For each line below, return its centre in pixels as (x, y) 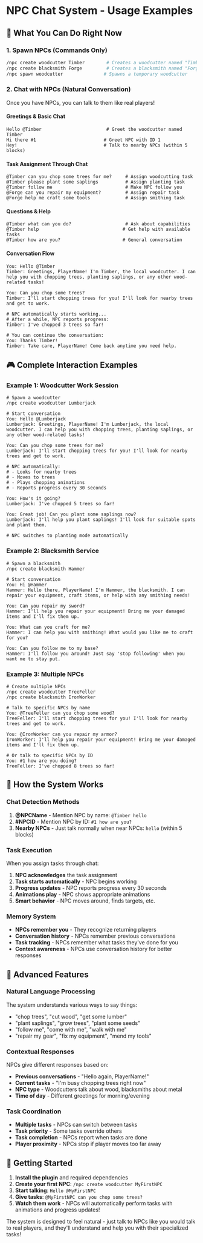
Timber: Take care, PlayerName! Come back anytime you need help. (92, 346)
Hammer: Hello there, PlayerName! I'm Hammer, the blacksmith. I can (96, 590)
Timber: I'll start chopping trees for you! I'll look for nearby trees (100, 298)
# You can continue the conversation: (55, 335)
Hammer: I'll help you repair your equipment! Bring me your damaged (96, 611)
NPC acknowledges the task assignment (66, 875)
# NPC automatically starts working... (56, 314)
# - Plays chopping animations (46, 483)
